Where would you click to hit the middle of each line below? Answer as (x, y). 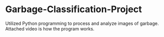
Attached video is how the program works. (50, 28)
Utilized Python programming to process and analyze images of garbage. (82, 23)
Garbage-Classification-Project (74, 9)
